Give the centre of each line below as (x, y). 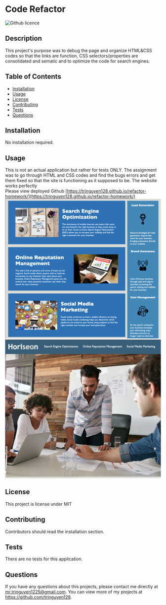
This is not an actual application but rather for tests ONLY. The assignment (81, 170)
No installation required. (29, 142)
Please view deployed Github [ (36, 191)
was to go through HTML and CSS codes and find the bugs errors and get (80, 175)
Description (23, 38)
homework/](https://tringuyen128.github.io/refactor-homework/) (70, 197)
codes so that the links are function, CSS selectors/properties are (72, 56)
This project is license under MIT (39, 504)
